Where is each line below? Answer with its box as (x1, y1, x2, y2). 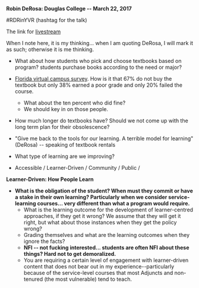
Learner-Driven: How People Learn (6, 176, 94, 183)
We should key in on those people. (23, 106, 109, 112)
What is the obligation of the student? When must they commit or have (14, 187, 193, 194)
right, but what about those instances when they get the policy (23, 219, 177, 226)
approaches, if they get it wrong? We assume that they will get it (23, 213, 181, 219)
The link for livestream (6, 28, 61, 35)
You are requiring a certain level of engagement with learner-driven (23, 257, 189, 264)
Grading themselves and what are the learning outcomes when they (23, 232, 190, 238)
